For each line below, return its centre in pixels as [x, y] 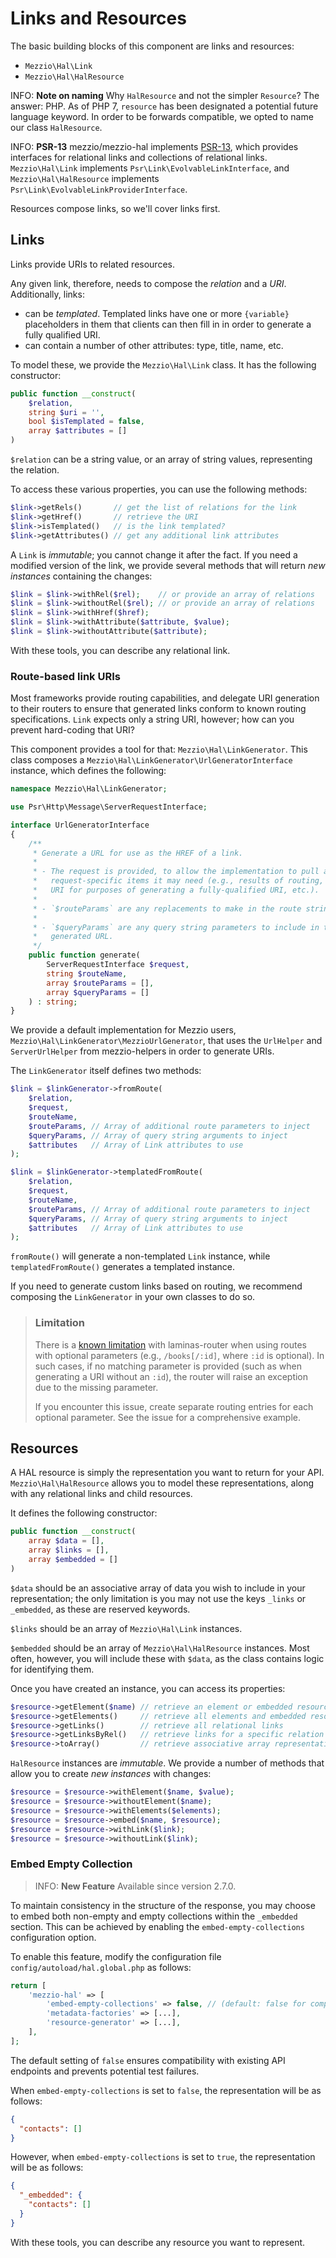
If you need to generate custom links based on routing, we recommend [156, 1286]
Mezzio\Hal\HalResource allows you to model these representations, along [162, 1483]
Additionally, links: [47, 294]
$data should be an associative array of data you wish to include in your [158, 1588]
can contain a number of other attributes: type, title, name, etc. [154, 345]
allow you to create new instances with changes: [111, 1774]
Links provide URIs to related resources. [92, 264]
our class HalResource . [56, 127]
